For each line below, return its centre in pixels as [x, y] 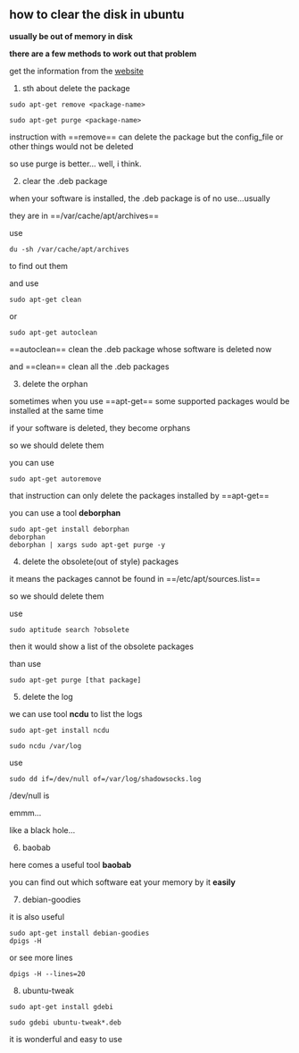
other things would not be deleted [71, 146]
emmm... [25, 813]
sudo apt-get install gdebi [62, 1007]
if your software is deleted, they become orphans [100, 427]
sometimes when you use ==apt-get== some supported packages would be [149, 400]
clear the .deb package [65, 181]
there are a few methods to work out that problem [103, 54]
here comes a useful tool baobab [71, 864]
